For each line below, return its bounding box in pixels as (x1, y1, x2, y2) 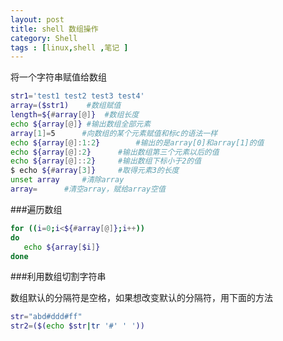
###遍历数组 (10, 203, 63, 215)
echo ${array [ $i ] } (23, 242, 101, 252)
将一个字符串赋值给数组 (10, 71, 107, 83)
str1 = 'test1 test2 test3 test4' (10, 91, 145, 101)
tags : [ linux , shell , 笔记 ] (10, 42, 129, 53)
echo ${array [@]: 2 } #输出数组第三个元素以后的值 (10, 147, 220, 157)
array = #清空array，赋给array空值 (10, 184, 166, 194)
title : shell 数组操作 (10, 24, 99, 34)
